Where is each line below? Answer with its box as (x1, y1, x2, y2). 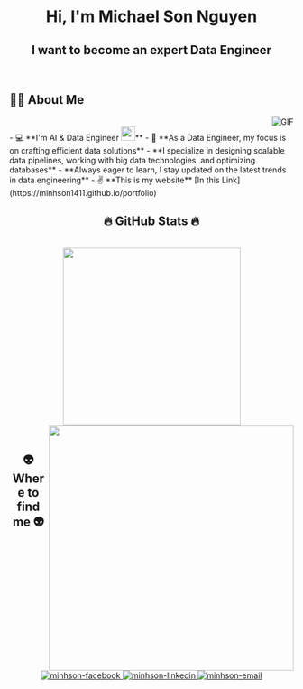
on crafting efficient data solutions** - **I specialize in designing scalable (9, 144, 286, 155)
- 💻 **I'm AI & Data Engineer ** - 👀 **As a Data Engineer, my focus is (9, 132, 287, 143)
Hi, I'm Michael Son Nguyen (45, 6, 258, 27)
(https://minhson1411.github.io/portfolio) (9, 187, 157, 198)
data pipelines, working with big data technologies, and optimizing (9, 154, 256, 165)
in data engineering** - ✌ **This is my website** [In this (9, 174, 220, 185)
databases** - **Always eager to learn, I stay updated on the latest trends (9, 164, 287, 175)
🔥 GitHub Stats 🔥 (103, 214, 200, 229)
